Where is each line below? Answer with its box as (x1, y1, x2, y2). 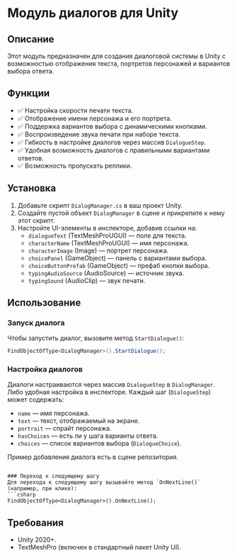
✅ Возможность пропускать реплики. (17, 161, 132, 170)
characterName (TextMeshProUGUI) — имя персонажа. (28, 238, 190, 247)
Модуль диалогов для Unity (7, 5, 179, 21)
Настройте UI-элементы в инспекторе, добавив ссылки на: (17, 223, 197, 232)
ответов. (17, 153, 44, 162)
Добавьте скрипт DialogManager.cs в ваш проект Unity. (17, 201, 183, 209)
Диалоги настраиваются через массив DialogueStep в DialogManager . (7, 380, 216, 389)
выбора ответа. (7, 67, 54, 75)
